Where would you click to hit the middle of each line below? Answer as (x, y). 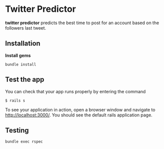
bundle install (21, 64)
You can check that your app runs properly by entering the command (75, 91)
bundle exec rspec (24, 142)
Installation (23, 44)
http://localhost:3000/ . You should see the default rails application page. (79, 115)
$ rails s (15, 100)
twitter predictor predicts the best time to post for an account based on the (82, 23)
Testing (17, 130)
